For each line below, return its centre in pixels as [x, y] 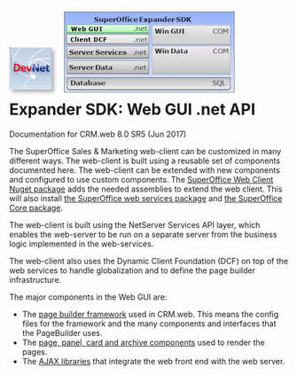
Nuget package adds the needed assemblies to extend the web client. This [146, 189]
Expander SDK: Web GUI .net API [132, 109]
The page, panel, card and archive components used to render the [143, 342]
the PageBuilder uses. [62, 332]
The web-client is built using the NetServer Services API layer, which [135, 224]
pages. [35, 352]
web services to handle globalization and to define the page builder [132, 270]
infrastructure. [35, 279]
